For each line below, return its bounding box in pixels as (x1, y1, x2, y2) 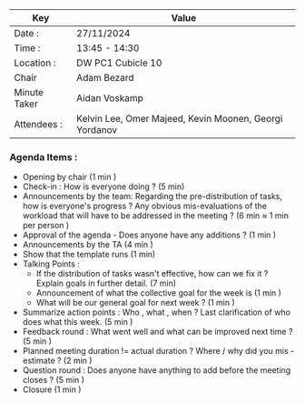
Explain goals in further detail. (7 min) (35, 277, 177, 289)
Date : (14, 27, 39, 39)
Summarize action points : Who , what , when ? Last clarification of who (22, 307, 290, 317)
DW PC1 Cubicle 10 (76, 56, 162, 69)
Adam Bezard (76, 72, 134, 84)
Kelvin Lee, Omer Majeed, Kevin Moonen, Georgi (76, 113, 283, 125)
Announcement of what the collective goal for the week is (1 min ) (35, 287, 281, 298)
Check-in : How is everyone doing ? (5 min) (22, 181, 185, 192)
